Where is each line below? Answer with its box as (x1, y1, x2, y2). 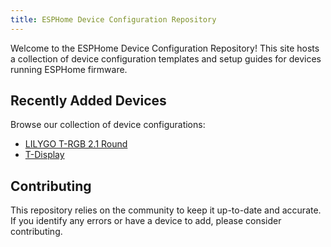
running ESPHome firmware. (10, 63, 128, 75)
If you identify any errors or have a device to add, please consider (10, 215, 282, 227)
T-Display (24, 149, 65, 161)
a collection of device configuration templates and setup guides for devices (10, 52, 322, 65)
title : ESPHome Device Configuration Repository (10, 14, 217, 25)
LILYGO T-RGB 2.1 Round (24, 138, 128, 150)
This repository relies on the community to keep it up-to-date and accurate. (10, 204, 322, 216)
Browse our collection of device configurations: (10, 119, 206, 131)
